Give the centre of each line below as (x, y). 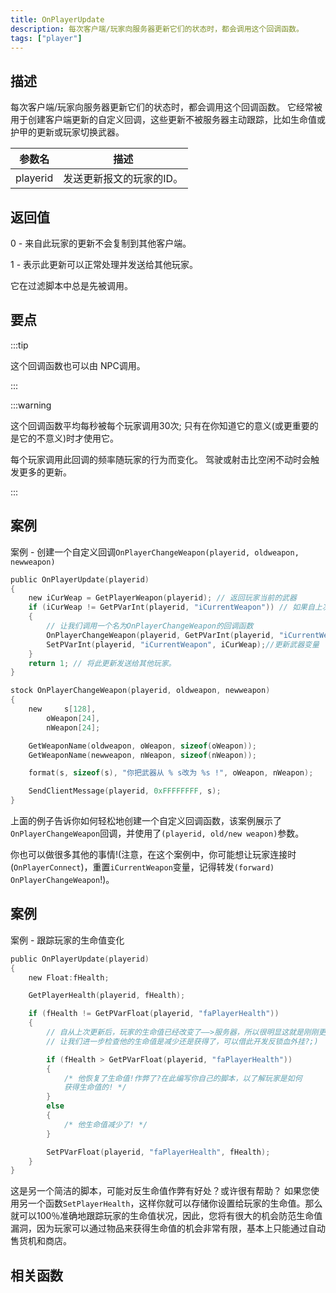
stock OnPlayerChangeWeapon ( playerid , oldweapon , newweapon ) (140, 691)
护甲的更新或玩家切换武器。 (67, 132)
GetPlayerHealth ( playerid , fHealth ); (107, 996)
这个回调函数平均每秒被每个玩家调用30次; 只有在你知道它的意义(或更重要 (160, 425)
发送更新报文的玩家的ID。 (123, 179)
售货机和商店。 (41, 1241)
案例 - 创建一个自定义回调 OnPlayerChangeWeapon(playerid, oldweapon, (155, 552)
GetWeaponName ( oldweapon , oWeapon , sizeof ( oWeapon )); (142, 746)
